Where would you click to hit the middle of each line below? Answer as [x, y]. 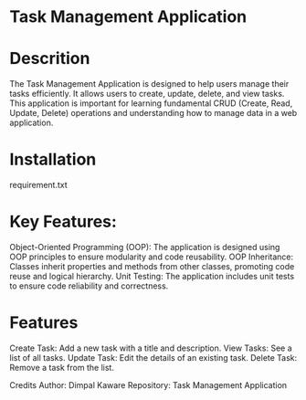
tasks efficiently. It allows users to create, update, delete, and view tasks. [147, 94]
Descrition [50, 59]
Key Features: [63, 222]
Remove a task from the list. [62, 367]
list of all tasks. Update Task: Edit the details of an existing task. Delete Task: [153, 357]
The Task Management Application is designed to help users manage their [149, 84]
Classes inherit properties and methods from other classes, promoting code [152, 266]
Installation [53, 159]
